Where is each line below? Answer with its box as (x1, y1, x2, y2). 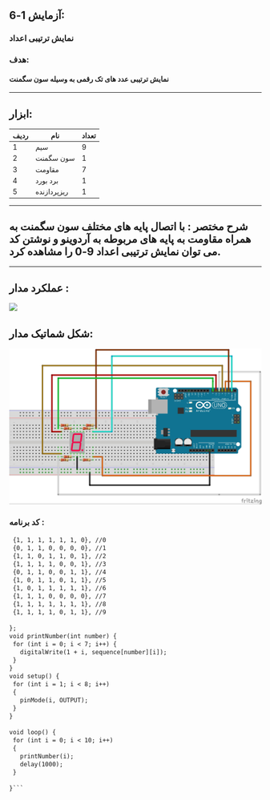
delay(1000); (19, 760, 63, 768)
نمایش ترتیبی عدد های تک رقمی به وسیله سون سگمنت (9, 74, 169, 83)
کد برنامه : (9, 517, 45, 528)
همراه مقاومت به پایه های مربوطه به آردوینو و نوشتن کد (9, 232, 252, 246)
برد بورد (35, 175, 59, 185)
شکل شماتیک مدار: (9, 327, 94, 340)
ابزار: (9, 107, 33, 121)
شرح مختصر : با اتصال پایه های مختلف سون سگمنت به (9, 219, 248, 233)
